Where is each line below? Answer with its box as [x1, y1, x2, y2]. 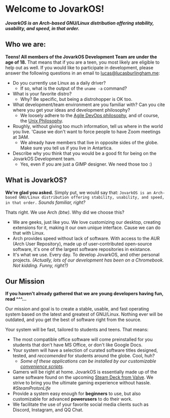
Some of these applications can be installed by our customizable [20, 358, 156, 364]
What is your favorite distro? [12, 90, 72, 97]
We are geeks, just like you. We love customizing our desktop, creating [12, 219, 161, 225]
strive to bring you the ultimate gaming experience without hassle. [12, 380, 151, 386]
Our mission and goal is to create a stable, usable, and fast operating [5, 306, 149, 312]
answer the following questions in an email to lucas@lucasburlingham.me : [5, 70, 160, 76]
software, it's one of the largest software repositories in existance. [12, 246, 151, 252]
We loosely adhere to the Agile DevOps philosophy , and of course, [20, 112, 159, 118]
